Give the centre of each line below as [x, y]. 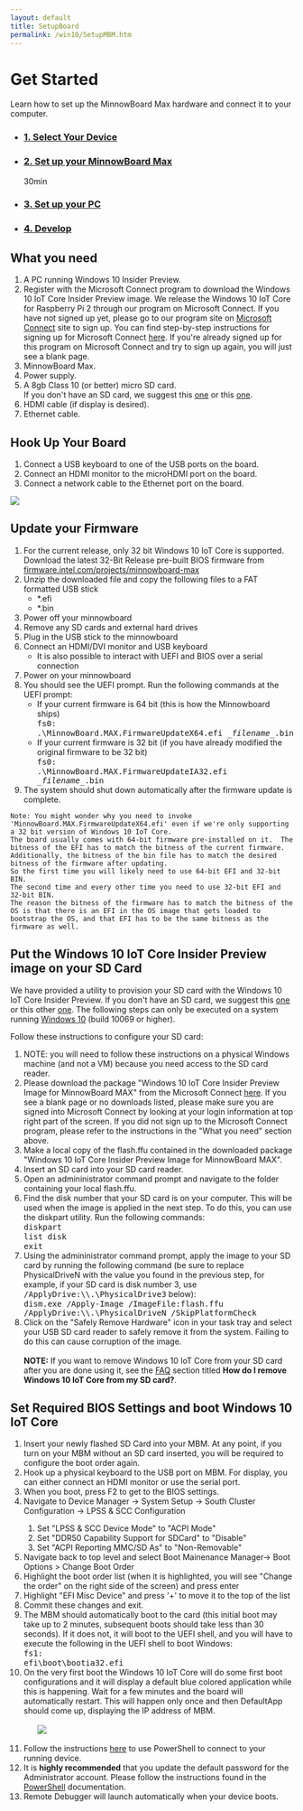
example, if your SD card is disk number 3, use [110, 1284]
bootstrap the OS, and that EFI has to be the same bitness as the [140, 919]
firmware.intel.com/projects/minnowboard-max [111, 569]
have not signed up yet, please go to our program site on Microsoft [147, 318]
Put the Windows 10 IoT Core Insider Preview [138, 954]
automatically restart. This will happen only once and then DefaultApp [153, 1701]
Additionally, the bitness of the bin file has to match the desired [144, 855]
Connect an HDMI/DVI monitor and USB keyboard [115, 646]
